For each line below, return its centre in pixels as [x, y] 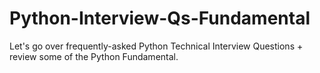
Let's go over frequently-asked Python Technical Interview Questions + [156, 46]
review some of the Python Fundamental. [94, 56]
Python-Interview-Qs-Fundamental [160, 18]
